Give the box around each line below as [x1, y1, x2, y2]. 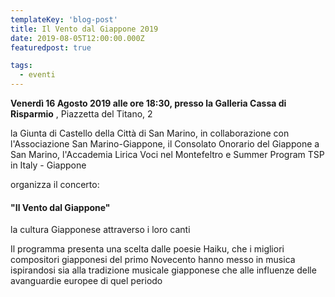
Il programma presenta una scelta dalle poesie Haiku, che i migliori [10, 243, 285, 255]
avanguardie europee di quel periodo [10, 275, 163, 287]
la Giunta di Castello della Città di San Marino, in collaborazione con [10, 127, 290, 139]
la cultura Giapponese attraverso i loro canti [10, 224, 191, 236]
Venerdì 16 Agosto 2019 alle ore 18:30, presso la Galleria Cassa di [10, 97, 287, 109]
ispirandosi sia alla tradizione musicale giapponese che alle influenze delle [10, 264, 317, 276]
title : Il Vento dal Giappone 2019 [10, 24, 159, 34]
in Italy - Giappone [10, 159, 87, 171]
